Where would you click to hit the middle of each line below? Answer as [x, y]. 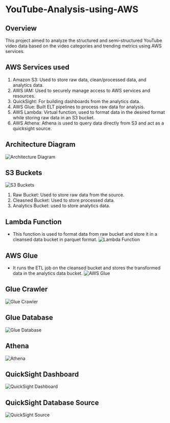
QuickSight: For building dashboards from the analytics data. [76, 101]
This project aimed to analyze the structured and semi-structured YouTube [84, 40]
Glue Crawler [27, 289]
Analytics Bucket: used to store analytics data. [62, 206]
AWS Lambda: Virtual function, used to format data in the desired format [89, 112]
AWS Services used [38, 67]
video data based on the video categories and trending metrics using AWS [83, 46]
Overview [21, 28]
